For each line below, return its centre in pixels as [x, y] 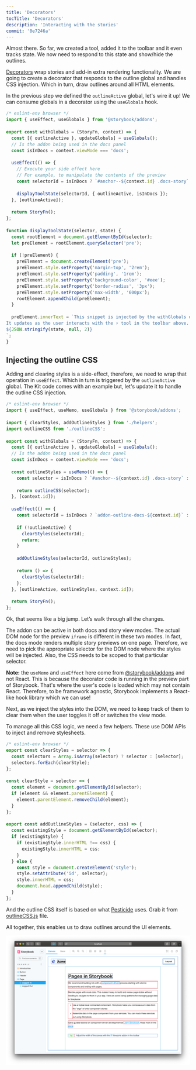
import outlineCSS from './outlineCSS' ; [56, 429]
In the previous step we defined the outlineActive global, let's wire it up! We [98, 96]
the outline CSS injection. [36, 393]
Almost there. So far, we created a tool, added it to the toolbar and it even [94, 48]
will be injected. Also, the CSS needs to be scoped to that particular [87, 655]
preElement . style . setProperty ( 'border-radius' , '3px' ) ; [86, 286]
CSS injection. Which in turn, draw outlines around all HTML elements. [90, 84]
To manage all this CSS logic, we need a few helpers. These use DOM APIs [96, 727]
